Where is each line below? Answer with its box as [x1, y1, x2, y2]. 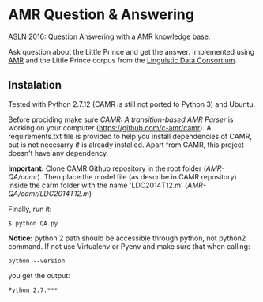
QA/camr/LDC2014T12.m [8, 188, 89, 198]
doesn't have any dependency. [8, 148, 109, 157]
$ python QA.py [8, 219, 58, 227]
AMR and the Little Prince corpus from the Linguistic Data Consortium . [8, 55, 238, 65]
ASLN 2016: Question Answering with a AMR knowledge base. [8, 32, 211, 41]
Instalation [8, 78, 62, 92]
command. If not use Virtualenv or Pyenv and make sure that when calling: [8, 241, 250, 251]
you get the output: [8, 270, 71, 280]
